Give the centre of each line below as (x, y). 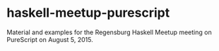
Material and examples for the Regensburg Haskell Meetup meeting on (109, 32)
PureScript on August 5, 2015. (50, 39)
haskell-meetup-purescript (88, 13)
